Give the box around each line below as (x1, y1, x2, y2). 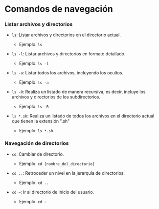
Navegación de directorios (4, 140, 69, 147)
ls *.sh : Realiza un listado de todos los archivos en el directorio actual (11, 113, 155, 119)
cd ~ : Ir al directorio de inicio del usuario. (11, 189, 94, 195)
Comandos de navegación (4, 3, 114, 15)
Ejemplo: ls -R (19, 104, 49, 110)
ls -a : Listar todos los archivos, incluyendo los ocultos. (11, 70, 124, 76)
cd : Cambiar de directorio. (11, 151, 64, 157)
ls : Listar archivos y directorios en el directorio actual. (11, 32, 121, 38)
